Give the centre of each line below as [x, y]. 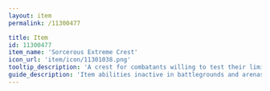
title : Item [28, 38]
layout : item [30, 16]
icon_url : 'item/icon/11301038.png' [70, 60]
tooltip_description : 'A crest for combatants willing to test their [127, 67]
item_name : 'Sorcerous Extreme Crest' [73, 53]
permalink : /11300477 [45, 23]
